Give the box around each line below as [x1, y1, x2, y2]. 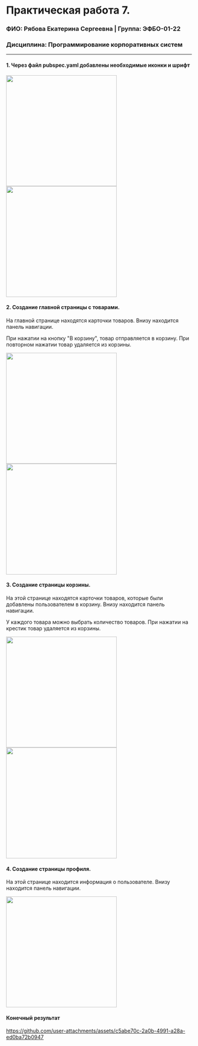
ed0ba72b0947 [6, 1034, 44, 1041]
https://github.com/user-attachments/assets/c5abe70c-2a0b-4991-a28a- [6, 1027, 186, 1035]
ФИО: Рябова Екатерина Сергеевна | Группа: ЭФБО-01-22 [6, 25, 181, 33]
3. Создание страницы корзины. [6, 581, 91, 588]
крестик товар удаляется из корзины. [6, 625, 101, 632]
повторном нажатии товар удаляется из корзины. [6, 341, 131, 348]
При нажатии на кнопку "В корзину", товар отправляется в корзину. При [6, 335, 190, 342]
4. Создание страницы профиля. [6, 865, 91, 872]
